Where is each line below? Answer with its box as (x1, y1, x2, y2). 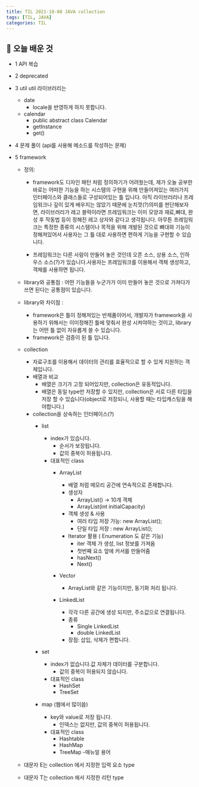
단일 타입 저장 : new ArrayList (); (77, 525, 153, 532)
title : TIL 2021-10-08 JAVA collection (6, 8, 105, 15)
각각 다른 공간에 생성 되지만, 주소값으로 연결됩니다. (68, 608, 186, 616)
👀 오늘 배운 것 (6, 43, 54, 54)
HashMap (59, 742, 83, 749)
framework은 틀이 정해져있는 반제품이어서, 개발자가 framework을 (32, 312, 186, 319)
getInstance (32, 123, 63, 130)
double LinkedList (77, 629, 121, 637)
